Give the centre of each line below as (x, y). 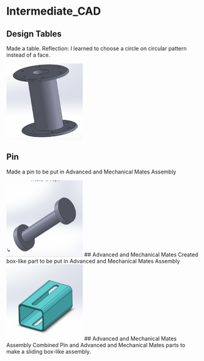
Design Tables (34, 34)
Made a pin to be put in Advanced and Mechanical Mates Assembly (91, 172)
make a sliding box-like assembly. (49, 351)
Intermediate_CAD (54, 11)
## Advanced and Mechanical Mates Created (141, 254)
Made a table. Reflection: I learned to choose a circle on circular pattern (97, 48)
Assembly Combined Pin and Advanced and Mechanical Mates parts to (96, 345)
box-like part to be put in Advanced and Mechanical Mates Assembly (93, 261)
